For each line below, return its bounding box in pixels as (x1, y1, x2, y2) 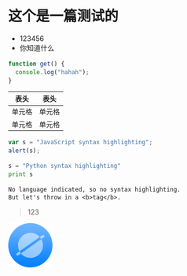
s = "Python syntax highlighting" (8, 162, 122, 170)
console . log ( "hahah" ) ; (15, 68, 90, 76)
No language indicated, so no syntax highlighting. (8, 185, 181, 193)
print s (8, 170, 34, 178)
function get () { (8, 60, 65, 68)
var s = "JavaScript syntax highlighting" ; (8, 139, 153, 147)
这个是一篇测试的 (8, 7, 119, 25)
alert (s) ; (8, 147, 41, 155)
